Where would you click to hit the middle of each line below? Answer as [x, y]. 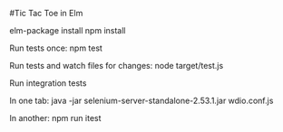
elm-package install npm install [68, 30]
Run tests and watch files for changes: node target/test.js [117, 66]
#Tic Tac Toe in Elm [46, 13]
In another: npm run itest [55, 118]
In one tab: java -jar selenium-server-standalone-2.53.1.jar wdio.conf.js [141, 100]
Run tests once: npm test [56, 48]
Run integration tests [48, 83]
